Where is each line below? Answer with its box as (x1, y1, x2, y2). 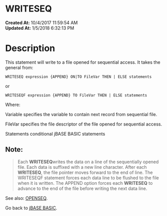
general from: (5, 64, 34, 70)
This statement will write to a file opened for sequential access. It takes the (5, 59, 160, 65)
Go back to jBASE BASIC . (5, 204, 58, 211)
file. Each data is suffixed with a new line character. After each (17, 164, 147, 170)
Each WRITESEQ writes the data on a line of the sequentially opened (17, 159, 159, 165)
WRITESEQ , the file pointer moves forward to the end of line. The (17, 169, 153, 175)
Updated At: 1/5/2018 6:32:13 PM (5, 25, 74, 31)
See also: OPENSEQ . (5, 195, 48, 201)
